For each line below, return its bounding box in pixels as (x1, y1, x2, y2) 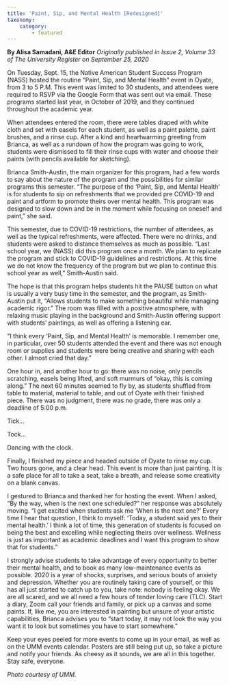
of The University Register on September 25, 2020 (7, 56, 149, 64)
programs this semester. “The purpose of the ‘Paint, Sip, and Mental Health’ (7, 183, 220, 191)
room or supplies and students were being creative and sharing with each (7, 347, 215, 355)
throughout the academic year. (7, 105, 94, 113)
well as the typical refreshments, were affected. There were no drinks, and (7, 233, 217, 241)
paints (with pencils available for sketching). (7, 155, 131, 163)
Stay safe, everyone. (7, 657, 65, 666)
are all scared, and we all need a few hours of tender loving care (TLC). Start (7, 593, 223, 601)
